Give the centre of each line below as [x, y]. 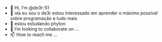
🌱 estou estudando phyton [38, 23]
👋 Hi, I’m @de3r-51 [30, 8]
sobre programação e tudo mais [44, 18]
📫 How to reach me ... [34, 34]
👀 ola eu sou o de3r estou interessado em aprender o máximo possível [84, 13]
